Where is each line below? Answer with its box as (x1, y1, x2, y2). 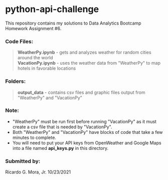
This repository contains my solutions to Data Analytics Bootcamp (5, 20, 141, 26)
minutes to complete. (12, 134, 57, 140)
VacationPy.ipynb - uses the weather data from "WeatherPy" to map (17, 60, 160, 66)
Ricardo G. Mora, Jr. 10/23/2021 (5, 169, 71, 175)
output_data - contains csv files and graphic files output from (17, 89, 145, 95)
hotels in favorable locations (17, 65, 76, 71)
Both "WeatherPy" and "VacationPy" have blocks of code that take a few (12, 129, 163, 135)
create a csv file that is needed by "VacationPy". (12, 124, 112, 130)
